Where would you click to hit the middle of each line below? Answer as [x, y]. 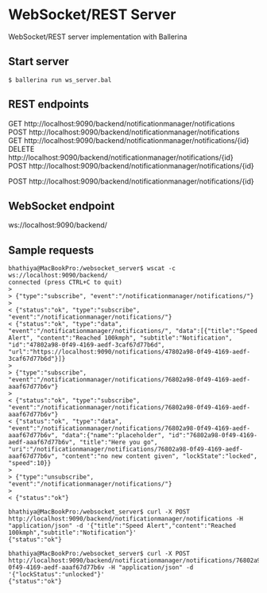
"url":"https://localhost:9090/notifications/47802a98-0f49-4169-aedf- [129, 352]
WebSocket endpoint [62, 205]
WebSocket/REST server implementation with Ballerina [98, 37]
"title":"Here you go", [118, 443]
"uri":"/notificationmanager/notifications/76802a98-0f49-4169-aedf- [126, 450]
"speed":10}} [30, 463]
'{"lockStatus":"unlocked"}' [56, 575]
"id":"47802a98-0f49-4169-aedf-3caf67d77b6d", [87, 345]
